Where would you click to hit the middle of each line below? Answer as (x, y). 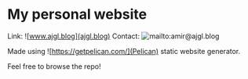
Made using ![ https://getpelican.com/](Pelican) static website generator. (124, 51)
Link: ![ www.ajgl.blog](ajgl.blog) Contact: (74, 36)
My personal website (77, 14)
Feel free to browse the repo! (54, 66)
